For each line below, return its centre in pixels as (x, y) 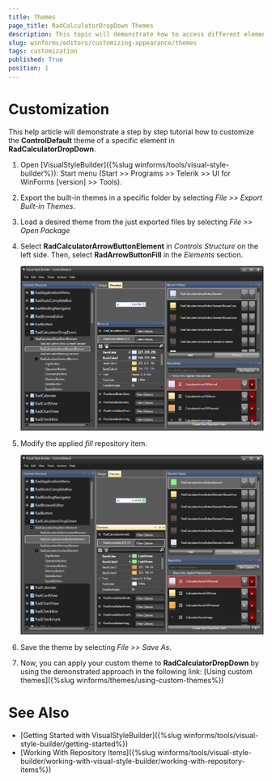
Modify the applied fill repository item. (83, 444)
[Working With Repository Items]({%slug (88, 752)
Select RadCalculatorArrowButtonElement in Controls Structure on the (139, 246)
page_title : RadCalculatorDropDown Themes (81, 25)
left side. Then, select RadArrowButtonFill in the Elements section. (132, 254)
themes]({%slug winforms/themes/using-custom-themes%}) (122, 680)
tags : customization (43, 51)
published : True (36, 60)
